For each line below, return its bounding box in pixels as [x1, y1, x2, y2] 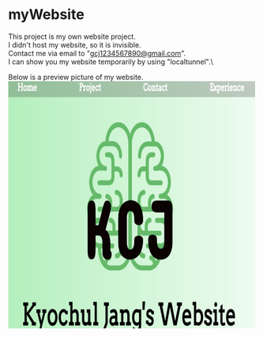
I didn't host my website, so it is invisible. [8, 40, 141, 49]
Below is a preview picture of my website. [8, 72, 144, 81]
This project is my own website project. [8, 32, 136, 41]
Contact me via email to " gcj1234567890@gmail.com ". [8, 48, 186, 58]
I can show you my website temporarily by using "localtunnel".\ [8, 57, 213, 66]
